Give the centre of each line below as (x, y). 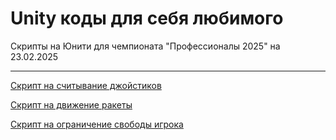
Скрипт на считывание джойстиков (86, 85)
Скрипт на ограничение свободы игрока (97, 124)
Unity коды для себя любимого (147, 18)
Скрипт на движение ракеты (71, 104)
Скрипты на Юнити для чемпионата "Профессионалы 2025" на (145, 46)
